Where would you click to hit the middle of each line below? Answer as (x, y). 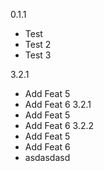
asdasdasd (47, 157)
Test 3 (38, 55)
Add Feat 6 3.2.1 (58, 104)
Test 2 (38, 44)
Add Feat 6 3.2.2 (59, 125)
